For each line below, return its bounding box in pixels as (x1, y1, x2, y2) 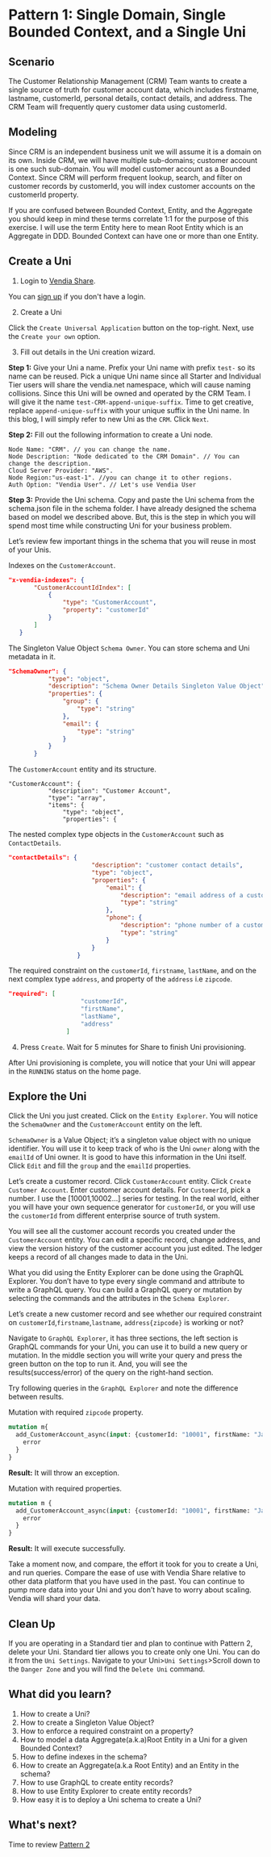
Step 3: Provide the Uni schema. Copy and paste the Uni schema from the (8, 495, 255, 504)
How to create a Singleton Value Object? (19, 1717, 155, 1727)
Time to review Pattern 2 (8, 1839, 90, 1849)
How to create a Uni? (19, 1709, 90, 1718)
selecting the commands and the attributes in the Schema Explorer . (8, 1294, 230, 1303)
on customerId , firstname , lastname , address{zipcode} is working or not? (8, 1318, 244, 1328)
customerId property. (8, 190, 79, 199)
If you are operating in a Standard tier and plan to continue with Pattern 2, (8, 1638, 253, 1648)
